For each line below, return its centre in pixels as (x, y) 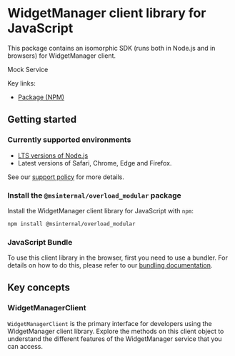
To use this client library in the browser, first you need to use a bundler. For (118, 258)
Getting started (42, 119)
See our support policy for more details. (66, 177)
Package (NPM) (41, 97)
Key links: (21, 83)
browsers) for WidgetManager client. (62, 56)
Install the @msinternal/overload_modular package (95, 195)
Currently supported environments (69, 140)
